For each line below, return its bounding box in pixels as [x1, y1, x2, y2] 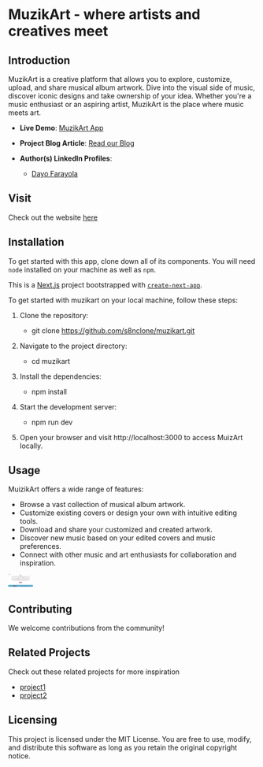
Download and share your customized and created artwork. [19, 525, 213, 535]
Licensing [8, 713, 57, 727]
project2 [19, 691, 47, 700]
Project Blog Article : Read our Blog [19, 139, 135, 147]
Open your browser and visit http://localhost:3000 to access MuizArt [19, 432, 243, 442]
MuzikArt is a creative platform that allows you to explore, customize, [8, 75, 232, 83]
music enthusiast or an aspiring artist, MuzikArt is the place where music [8, 100, 244, 109]
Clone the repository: [19, 310, 89, 320]
